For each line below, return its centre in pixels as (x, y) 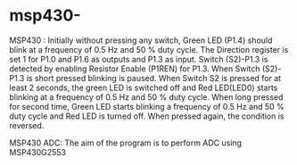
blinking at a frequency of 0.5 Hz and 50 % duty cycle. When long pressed (146, 97)
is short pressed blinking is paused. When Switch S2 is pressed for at (154, 78)
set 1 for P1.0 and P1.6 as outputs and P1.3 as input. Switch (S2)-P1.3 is (139, 59)
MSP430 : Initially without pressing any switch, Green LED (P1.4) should (141, 40)
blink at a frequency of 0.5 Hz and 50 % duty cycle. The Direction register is (149, 49)
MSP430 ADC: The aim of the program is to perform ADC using (126, 143)
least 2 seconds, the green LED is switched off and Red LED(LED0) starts (144, 87)
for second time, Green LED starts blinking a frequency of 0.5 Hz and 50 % (147, 106)
